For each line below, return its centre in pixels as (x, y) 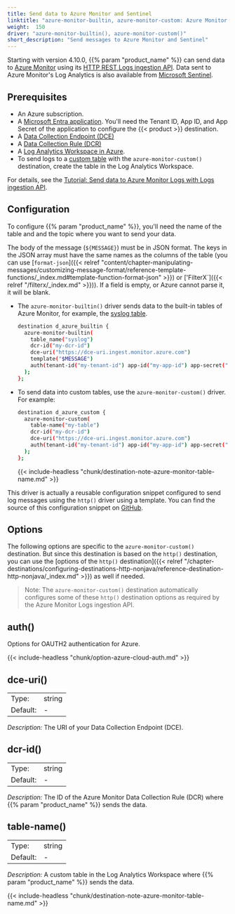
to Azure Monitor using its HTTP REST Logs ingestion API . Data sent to (109, 67)
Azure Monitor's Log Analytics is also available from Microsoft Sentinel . (110, 75)
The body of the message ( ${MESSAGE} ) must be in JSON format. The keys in (117, 247)
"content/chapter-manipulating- (147, 262)
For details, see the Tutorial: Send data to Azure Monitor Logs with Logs (111, 179)
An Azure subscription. (51, 114)
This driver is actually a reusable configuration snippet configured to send (114, 492)
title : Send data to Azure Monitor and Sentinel (80, 14)
